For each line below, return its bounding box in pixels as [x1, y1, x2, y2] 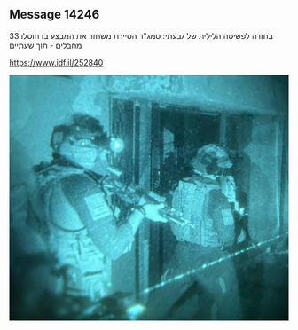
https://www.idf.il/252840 [9, 57, 104, 67]
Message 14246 [9, 7, 100, 22]
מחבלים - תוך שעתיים [9, 40, 82, 51]
